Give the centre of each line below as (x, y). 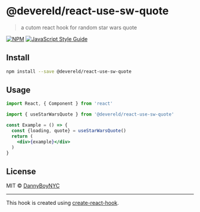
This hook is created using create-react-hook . (62, 203)
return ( (22, 136)
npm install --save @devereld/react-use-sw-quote (69, 71)
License (21, 171)
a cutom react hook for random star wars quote (79, 27)
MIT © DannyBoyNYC (33, 186)
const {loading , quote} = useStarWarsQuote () (69, 131)
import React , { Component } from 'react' (60, 104)
